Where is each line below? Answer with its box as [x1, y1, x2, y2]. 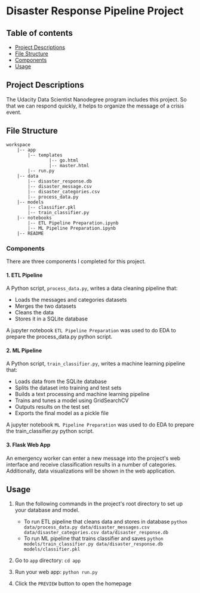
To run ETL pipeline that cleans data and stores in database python [23, 518, 188, 526]
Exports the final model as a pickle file [14, 410, 109, 417]
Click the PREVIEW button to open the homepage [14, 580, 132, 587]
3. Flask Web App [6, 441, 51, 448]
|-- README [17, 230, 44, 236]
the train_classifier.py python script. [6, 428, 94, 435]
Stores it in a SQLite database [14, 315, 88, 323]
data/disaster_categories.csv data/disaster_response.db [23, 530, 169, 536]
